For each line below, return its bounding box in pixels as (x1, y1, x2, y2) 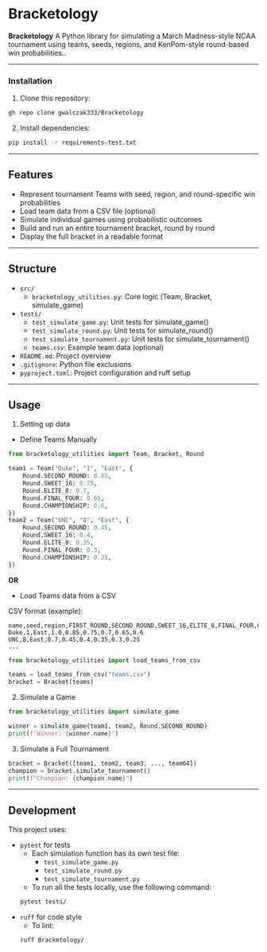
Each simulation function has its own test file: (31, 849, 180, 858)
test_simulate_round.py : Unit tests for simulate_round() (31, 326, 214, 335)
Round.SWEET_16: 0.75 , (22, 479, 98, 488)
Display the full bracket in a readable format (19, 232, 164, 241)
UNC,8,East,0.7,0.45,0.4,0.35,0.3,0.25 (8, 635, 141, 643)
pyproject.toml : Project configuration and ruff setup (19, 368, 192, 377)
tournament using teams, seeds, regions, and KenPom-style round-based (8, 39, 250, 49)
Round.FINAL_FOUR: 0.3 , (22, 546, 102, 554)
